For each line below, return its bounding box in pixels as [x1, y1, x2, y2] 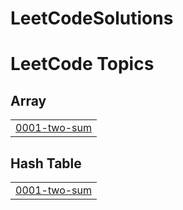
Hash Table [10, 155, 82, 172]
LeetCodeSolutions [10, 7, 174, 30]
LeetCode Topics [10, 53, 155, 76]
